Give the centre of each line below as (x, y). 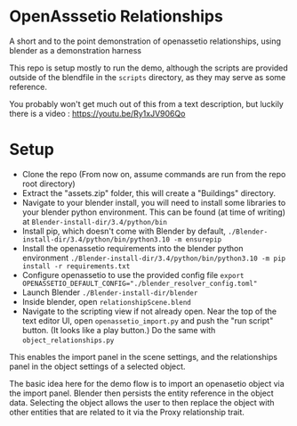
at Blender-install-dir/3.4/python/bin (94, 221)
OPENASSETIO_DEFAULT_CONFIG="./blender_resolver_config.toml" (140, 283)
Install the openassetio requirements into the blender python (132, 248)
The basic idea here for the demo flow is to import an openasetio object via (147, 383)
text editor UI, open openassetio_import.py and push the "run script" (148, 320)
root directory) (48, 184)
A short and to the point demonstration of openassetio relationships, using (145, 41)
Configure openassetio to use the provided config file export (133, 274)
